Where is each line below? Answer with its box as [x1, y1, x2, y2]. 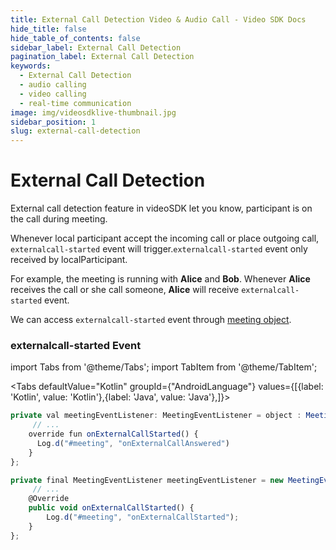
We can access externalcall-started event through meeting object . [10, 314, 292, 326]
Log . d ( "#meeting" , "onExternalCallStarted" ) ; [46, 512, 240, 523]
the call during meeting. [10, 213, 108, 225]
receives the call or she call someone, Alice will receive [10, 284, 240, 296]
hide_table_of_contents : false [10, 33, 141, 43]
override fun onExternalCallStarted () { [28, 429, 199, 440]
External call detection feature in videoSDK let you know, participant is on [10, 202, 313, 215]
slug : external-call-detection [10, 126, 141, 136]
